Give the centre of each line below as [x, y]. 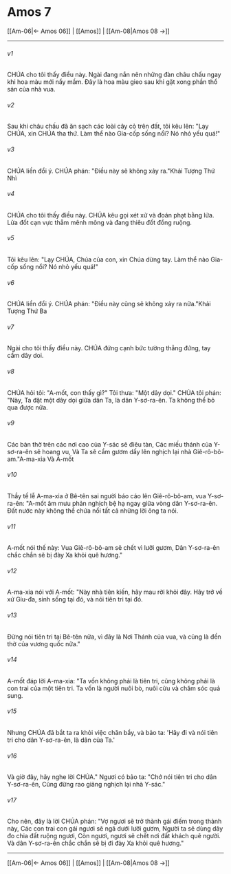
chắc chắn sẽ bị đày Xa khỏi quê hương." [65, 555]
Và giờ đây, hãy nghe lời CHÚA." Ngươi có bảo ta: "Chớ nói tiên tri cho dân [112, 777]
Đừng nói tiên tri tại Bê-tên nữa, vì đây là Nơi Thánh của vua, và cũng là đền [114, 637]
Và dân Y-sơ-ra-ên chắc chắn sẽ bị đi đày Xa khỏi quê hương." [96, 843]
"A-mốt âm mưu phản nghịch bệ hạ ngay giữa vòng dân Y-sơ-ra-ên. [122, 503]
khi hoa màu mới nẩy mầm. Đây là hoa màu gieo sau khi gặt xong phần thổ [112, 82]
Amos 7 [29, 12]
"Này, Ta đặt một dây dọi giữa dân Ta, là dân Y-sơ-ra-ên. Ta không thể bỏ [111, 400]
